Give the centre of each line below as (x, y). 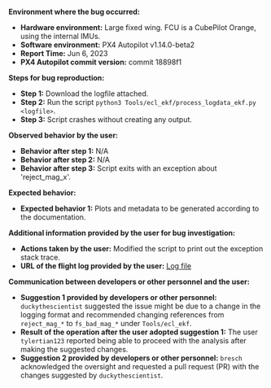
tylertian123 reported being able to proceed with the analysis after (133, 340)
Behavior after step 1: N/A (64, 151)
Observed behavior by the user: (63, 135)
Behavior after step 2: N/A (65, 159)
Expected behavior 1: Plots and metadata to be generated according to (140, 208)
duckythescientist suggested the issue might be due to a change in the (140, 306)
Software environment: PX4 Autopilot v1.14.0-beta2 (107, 45)
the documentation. (53, 217)
